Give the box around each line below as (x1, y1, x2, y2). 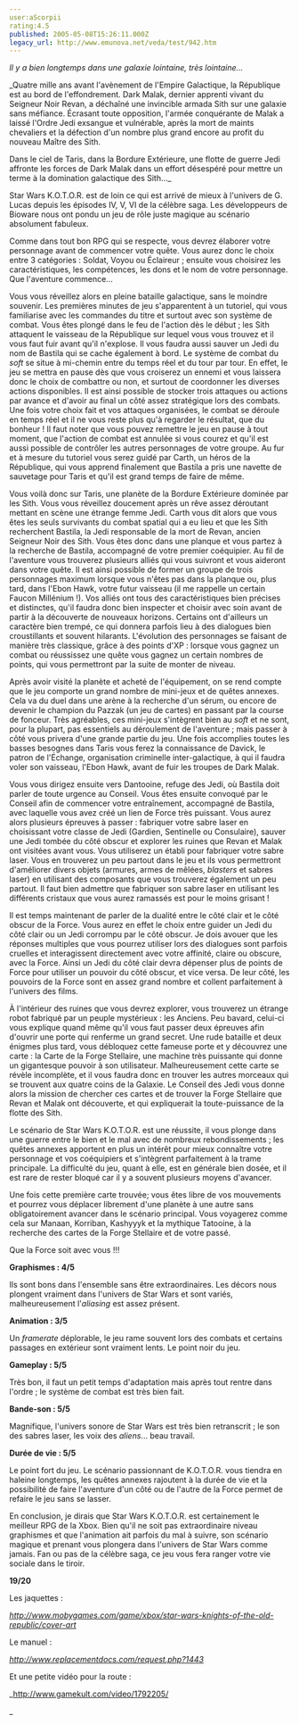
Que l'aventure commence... (9, 274, 113, 285)
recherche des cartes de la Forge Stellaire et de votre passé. (9, 1228, 231, 1239)
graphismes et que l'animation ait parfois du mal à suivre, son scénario (9, 1529, 269, 1540)
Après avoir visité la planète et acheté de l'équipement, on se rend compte (9, 676, 282, 687)
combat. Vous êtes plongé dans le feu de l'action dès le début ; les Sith (9, 319, 270, 330)
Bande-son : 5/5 (9, 1404, 71, 1414)
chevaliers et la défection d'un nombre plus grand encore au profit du (9, 127, 264, 138)
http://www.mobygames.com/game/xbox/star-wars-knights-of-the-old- (9, 1610, 274, 1620)
